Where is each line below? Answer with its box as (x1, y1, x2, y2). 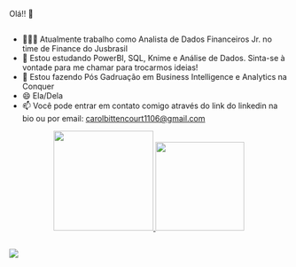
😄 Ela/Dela (21, 90, 64, 101)
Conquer (21, 81, 55, 92)
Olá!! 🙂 (9, 9, 34, 19)
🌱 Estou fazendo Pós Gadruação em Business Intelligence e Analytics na (21, 72, 288, 82)
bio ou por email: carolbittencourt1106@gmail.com (21, 114, 206, 124)
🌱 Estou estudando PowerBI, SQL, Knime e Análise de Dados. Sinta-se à (21, 53, 285, 64)
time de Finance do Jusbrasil (21, 43, 129, 54)
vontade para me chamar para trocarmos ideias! (21, 62, 199, 73)
